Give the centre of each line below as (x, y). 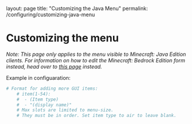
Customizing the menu (62, 38)
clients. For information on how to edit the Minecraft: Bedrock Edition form (96, 60)
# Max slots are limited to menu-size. (65, 110)
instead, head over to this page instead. (54, 66)
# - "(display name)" (44, 105)
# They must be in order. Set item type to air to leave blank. (97, 116)
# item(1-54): (34, 94)
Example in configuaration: (38, 77)
